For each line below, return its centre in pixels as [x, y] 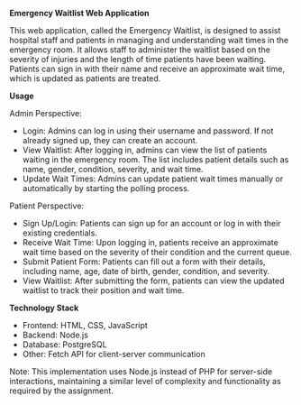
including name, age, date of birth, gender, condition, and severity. [146, 271]
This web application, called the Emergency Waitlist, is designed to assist [145, 30]
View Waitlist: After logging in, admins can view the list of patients [145, 150]
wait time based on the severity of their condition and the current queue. [157, 252]
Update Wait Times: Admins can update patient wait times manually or [153, 179]
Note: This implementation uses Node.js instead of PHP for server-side [141, 372]
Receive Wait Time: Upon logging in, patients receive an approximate [150, 242]
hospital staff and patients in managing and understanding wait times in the [149, 40]
